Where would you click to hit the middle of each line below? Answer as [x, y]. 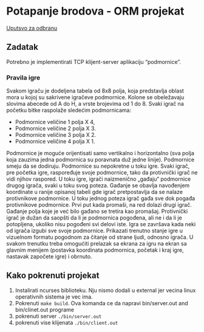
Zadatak [22, 47]
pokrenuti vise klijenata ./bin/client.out [66, 322]
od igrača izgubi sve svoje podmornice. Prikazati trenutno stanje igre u [95, 231]
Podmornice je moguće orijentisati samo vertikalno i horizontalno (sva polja [100, 153]
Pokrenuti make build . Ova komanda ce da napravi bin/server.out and [101, 303]
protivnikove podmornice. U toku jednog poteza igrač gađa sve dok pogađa [101, 198]
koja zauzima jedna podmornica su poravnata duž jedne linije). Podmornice [100, 160]
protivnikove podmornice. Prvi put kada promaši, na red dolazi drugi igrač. [99, 205]
